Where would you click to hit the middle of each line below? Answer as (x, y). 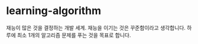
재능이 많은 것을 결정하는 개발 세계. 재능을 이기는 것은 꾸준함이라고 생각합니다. (96, 28)
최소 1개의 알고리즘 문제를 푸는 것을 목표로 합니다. (74, 35)
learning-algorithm (54, 11)
